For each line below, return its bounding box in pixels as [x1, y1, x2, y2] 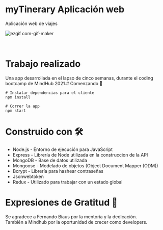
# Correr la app [5, 104, 40, 109]
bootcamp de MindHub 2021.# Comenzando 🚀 [5, 80, 103, 86]
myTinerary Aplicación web [5, 4, 125, 15]
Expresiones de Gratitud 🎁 [5, 197, 118, 208]
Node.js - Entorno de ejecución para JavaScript [12, 146, 113, 152]
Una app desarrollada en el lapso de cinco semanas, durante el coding [5, 75, 154, 81]
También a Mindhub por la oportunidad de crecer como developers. [5, 219, 148, 225]
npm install [5, 94, 31, 100]
